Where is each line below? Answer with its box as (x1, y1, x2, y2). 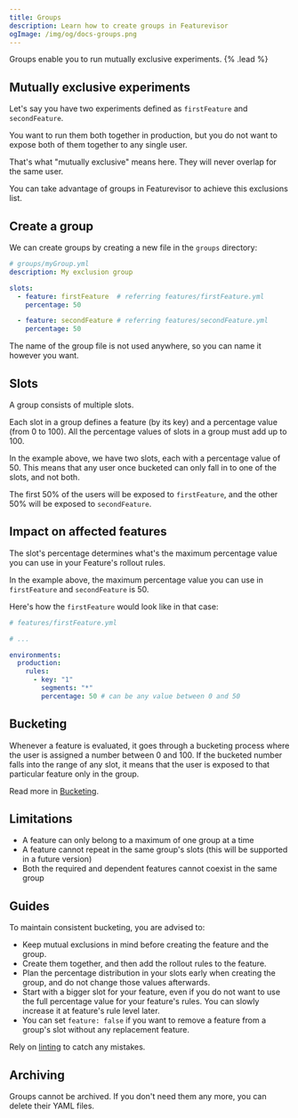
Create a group (9, 219, 94, 234)
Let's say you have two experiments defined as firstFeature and (9, 103, 248, 114)
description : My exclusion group (9, 268, 133, 277)
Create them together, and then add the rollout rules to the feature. (21, 958, 267, 969)
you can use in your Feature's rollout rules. (9, 557, 166, 567)
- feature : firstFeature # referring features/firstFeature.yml (17, 292, 265, 301)
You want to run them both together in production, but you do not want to (9, 130, 278, 141)
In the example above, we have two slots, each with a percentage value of (9, 453, 281, 463)
